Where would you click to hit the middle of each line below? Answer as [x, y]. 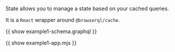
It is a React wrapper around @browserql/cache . [63, 20]
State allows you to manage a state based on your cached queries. [87, 9]
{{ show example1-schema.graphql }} [51, 31]
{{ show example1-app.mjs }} [41, 43]
